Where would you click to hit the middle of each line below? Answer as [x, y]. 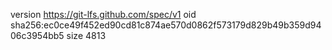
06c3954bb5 [37, 35]
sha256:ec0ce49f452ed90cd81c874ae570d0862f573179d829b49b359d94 [166, 25]
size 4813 [86, 35]
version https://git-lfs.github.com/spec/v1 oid [103, 14]
